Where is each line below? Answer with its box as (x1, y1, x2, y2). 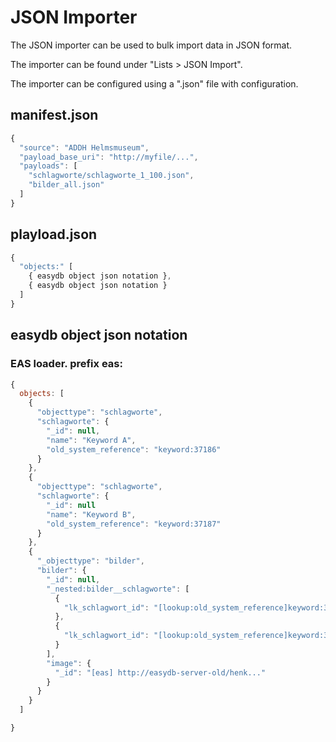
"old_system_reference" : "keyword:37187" (46, 519, 222, 529)
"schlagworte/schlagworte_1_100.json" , (28, 171, 195, 181)
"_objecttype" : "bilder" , (36, 556, 145, 566)
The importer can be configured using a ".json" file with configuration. (10, 77, 299, 90)
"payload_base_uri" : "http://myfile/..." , (19, 152, 199, 162)
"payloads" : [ (19, 161, 78, 171)
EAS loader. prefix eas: (10, 357, 123, 371)
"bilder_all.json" (28, 180, 105, 190)
